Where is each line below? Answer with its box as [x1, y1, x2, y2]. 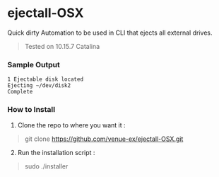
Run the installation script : [17, 148, 95, 156]
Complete [7, 88, 33, 96]
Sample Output [7, 59, 60, 69]
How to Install [7, 105, 55, 115]
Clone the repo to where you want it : [17, 120, 126, 129]
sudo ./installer [24, 161, 69, 171]
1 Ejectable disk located [7, 76, 83, 83]
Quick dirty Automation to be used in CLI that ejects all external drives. [7, 28, 213, 37]
